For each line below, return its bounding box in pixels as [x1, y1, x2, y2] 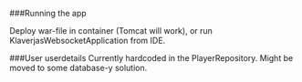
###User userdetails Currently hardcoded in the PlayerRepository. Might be [9, 53, 294, 63]
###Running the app [9, 8, 87, 18]
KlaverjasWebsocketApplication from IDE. [9, 36, 166, 46]
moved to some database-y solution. [9, 63, 148, 73]
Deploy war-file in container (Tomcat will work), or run [9, 26, 213, 36]
